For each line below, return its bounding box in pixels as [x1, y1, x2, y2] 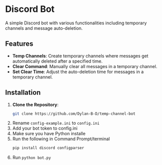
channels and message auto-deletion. [5, 25, 83, 31]
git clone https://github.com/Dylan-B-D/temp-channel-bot [12, 111, 136, 116]
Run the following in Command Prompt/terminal [12, 136, 110, 142]
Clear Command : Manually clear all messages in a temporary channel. [12, 63, 158, 69]
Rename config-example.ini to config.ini [12, 120, 100, 126]
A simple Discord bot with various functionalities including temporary [5, 20, 147, 26]
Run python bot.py [12, 155, 51, 161]
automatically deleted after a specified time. [12, 58, 103, 64]
